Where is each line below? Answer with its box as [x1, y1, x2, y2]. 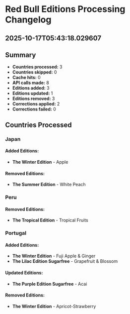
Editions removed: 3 [12, 96, 55, 102]
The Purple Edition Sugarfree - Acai [12, 281, 87, 287]
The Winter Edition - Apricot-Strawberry [12, 303, 96, 309]
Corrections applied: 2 [12, 101, 60, 107]
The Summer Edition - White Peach [12, 182, 86, 188]
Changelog [5, 14, 52, 25]
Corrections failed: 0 [12, 106, 56, 112]
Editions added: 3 [12, 85, 50, 91]
